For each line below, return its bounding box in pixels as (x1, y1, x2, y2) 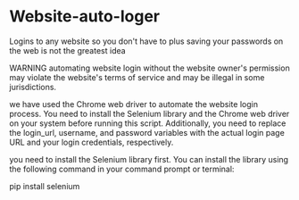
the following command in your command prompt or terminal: (9, 163, 235, 174)
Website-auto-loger (9, 6, 161, 27)
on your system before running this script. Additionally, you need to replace (9, 118, 287, 129)
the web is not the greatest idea (9, 45, 127, 55)
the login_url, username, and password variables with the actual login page (9, 127, 286, 137)
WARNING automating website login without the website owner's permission (9, 62, 290, 73)
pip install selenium (9, 180, 80, 191)
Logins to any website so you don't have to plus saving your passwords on (9, 36, 284, 46)
